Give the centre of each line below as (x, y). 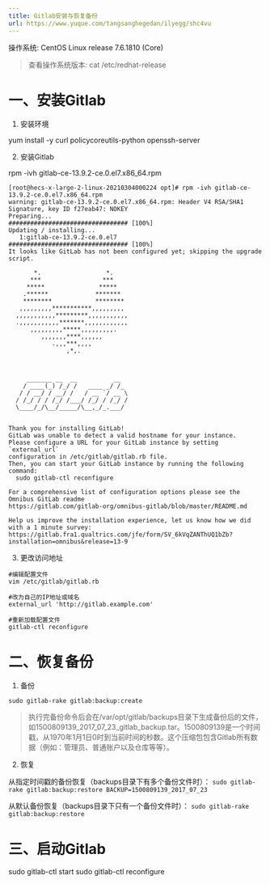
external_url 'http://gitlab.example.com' (81, 605)
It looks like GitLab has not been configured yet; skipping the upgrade (135, 252)
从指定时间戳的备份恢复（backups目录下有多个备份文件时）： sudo (118, 782)
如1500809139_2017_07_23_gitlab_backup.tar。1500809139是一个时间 (144, 727)
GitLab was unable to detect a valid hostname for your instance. (122, 436)
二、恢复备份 (51, 662)
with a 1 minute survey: (50, 528)
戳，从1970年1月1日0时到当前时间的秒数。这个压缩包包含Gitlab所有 (139, 738)
